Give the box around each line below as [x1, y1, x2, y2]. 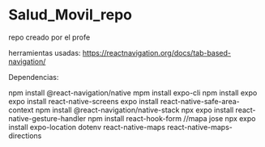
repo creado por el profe [8, 32, 91, 42]
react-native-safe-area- [160, 96, 241, 106]
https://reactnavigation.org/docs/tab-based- [82, 48, 232, 57]
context [8, 105, 34, 115]
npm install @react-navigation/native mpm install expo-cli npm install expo [8, 87, 258, 98]
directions [8, 131, 42, 141]
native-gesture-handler [8, 113, 87, 123]
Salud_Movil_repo [8, 6, 132, 24]
